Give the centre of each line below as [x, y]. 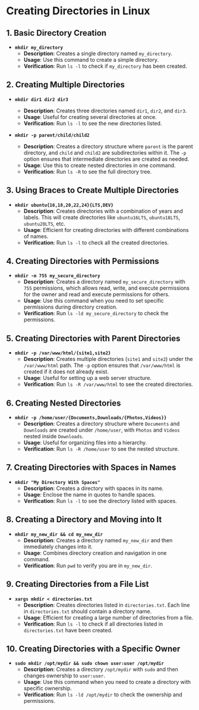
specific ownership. [48, 689]
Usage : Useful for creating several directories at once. [90, 117]
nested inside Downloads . [54, 436]
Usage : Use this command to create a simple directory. [91, 60]
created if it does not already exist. [66, 372]
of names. [36, 236]
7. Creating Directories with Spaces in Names [91, 468]
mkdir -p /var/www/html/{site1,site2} [63, 353]
